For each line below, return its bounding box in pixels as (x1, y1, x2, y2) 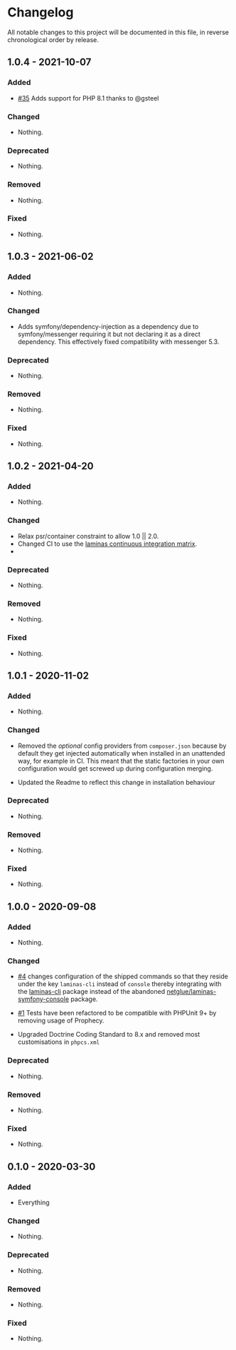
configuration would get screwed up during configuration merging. (17, 764, 213, 773)
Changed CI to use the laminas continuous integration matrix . (17, 539, 198, 548)
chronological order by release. (7, 35, 100, 44)
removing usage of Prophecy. (17, 1016, 104, 1025)
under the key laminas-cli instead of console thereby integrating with (17, 980, 222, 988)
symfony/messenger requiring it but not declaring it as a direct (17, 330, 200, 338)
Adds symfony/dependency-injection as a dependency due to (17, 322, 199, 330)
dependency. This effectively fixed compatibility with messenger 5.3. (17, 337, 220, 346)
